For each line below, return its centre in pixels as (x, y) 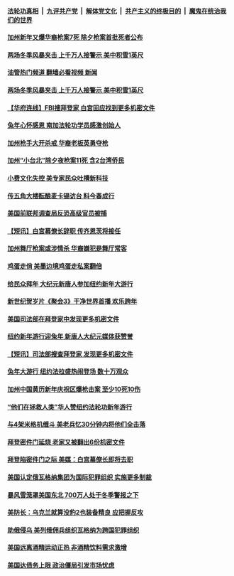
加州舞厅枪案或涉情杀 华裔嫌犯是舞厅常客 (67, 248)
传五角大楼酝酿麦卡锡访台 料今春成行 (61, 196)
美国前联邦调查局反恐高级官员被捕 (57, 213)
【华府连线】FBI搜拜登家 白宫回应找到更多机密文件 (81, 107)
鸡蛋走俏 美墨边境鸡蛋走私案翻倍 (55, 266)
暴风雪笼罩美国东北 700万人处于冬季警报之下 (73, 495)
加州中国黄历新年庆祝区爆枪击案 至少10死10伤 (74, 389)
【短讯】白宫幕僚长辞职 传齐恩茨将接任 (64, 230)
